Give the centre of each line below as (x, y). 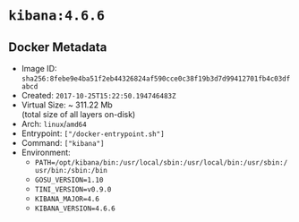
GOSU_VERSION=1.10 (69, 180)
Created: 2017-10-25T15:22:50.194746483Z (98, 95)
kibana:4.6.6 (56, 16)
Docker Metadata (58, 47)
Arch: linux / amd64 (54, 124)
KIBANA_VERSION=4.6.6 (75, 209)
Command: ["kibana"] (63, 143)
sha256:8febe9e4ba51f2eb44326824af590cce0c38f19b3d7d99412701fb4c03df (156, 79)
